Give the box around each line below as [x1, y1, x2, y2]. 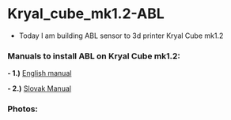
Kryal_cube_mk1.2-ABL [7, 5, 165, 23]
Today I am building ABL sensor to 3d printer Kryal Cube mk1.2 [18, 31, 224, 40]
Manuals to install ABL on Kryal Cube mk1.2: [7, 51, 181, 62]
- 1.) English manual [7, 69, 72, 78]
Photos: [7, 103, 39, 114]
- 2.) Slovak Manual [7, 84, 72, 93]
